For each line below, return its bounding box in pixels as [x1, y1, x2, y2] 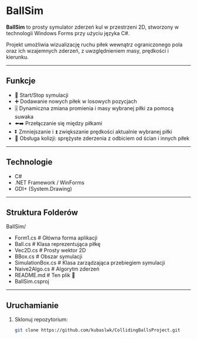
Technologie [6, 157, 53, 167]
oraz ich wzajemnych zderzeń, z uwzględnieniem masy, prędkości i [6, 47, 169, 54]
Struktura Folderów [6, 207, 78, 217]
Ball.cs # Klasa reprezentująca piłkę [14, 241, 101, 248]
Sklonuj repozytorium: [14, 316, 69, 323]
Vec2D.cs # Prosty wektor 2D [14, 247, 86, 254]
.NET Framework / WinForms [14, 179, 85, 186]
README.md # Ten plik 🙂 [14, 272, 76, 279]
